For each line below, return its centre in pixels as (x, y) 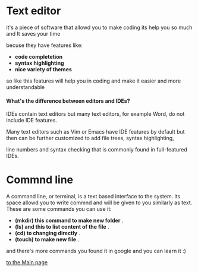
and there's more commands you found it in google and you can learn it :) (96, 251)
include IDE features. (32, 121)
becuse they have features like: (45, 45)
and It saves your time (33, 33)
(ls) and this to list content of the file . (62, 227)
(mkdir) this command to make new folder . (69, 220)
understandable (26, 87)
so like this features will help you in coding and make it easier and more (94, 81)
